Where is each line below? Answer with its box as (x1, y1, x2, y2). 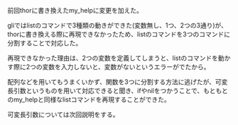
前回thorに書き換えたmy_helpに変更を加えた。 (7, 6, 144, 14)
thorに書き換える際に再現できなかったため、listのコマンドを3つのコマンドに (7, 30, 231, 38)
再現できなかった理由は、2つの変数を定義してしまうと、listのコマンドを (7, 54, 219, 62)
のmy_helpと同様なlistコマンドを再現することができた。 (7, 95, 171, 104)
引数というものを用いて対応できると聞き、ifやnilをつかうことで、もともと (13, 87, 229, 95)
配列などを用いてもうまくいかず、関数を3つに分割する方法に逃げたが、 (7, 78, 215, 86)
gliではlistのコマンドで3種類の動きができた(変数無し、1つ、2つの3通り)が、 (7, 21, 228, 30)
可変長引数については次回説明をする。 (7, 110, 119, 119)
